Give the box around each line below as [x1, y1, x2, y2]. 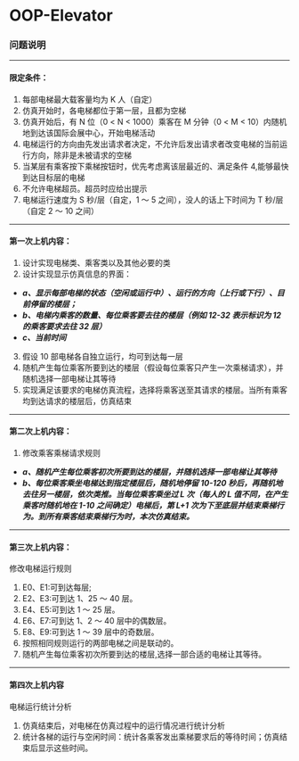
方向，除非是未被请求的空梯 [29, 149, 132, 161]
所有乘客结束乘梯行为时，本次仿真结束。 [45, 511, 194, 522]
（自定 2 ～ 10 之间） [21, 205, 100, 216]
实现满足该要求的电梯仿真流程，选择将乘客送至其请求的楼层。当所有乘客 [21, 385, 287, 395]
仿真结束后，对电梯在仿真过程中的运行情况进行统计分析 [21, 720, 225, 731]
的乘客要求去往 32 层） [21, 320, 107, 331]
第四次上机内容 [9, 679, 64, 690]
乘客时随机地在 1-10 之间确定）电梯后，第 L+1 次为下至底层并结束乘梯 [21, 500, 277, 511]
